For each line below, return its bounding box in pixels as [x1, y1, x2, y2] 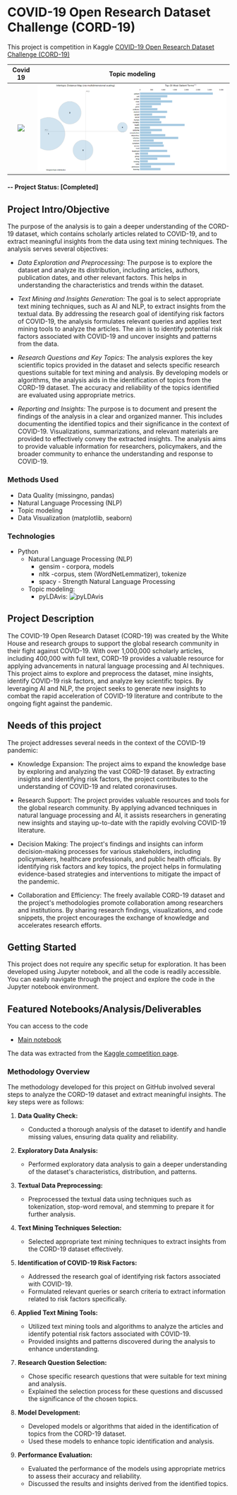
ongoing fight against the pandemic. [7, 699, 113, 708]
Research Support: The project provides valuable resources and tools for [17, 796, 230, 804]
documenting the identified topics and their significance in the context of [17, 420, 229, 428]
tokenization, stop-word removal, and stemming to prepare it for [28, 1202, 214, 1211]
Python [17, 547, 39, 556]
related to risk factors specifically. [28, 1295, 127, 1303]
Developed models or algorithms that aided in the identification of [28, 1422, 219, 1431]
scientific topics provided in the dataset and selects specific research [17, 361, 220, 370]
